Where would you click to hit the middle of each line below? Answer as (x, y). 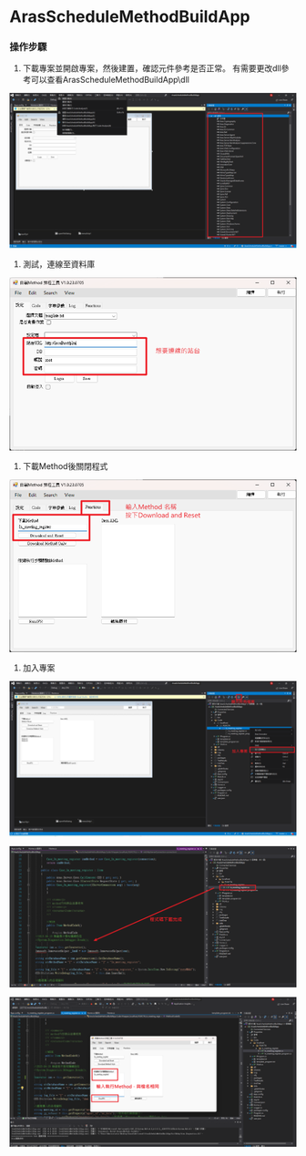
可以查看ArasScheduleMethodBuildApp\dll (110, 80)
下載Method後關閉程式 (65, 465)
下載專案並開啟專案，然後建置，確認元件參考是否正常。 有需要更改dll (152, 68)
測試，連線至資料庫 (59, 264)
